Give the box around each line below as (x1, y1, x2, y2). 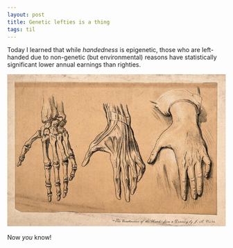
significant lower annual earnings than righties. (7, 60, 141, 69)
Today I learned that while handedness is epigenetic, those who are (7, 46, 201, 54)
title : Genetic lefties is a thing (7, 18, 110, 26)
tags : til (7, 26, 36, 33)
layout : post (7, 11, 45, 18)
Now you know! (7, 233, 52, 241)
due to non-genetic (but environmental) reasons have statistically (30, 53, 217, 62)
